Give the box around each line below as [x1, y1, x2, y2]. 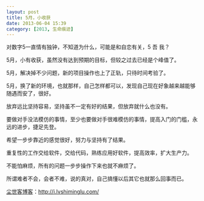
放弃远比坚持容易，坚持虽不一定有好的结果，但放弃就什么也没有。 [6, 103, 171, 110]
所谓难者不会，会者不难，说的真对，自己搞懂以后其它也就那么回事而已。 [6, 175, 187, 183]
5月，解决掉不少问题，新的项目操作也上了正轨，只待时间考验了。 [6, 69, 169, 77]
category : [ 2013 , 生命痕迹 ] [6, 26, 74, 32]
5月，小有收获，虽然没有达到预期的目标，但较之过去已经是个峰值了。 [6, 56, 180, 64]
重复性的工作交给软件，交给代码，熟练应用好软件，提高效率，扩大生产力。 [6, 149, 192, 157]
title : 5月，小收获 [6, 15, 51, 21]
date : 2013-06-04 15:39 [6, 20, 67, 26]
